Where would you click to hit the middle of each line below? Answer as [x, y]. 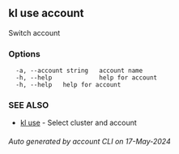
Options [24, 53]
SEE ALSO [29, 105]
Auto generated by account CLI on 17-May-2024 [90, 141]
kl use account [46, 13]
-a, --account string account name [79, 71]
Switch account [34, 32]
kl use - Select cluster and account [79, 123]
